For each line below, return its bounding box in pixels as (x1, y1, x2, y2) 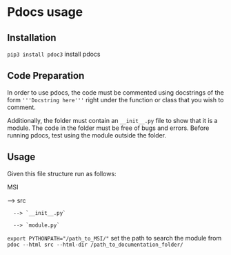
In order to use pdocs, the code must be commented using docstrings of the (7, 88, 224, 97)
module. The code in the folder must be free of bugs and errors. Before (7, 124, 210, 132)
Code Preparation (7, 70, 85, 82)
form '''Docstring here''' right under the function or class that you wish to (7, 95, 224, 104)
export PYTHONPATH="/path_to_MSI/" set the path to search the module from (7, 234, 222, 242)
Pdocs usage (7, 4, 83, 20)
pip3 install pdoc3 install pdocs (7, 50, 101, 58)
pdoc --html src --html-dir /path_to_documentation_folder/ (7, 241, 184, 248)
